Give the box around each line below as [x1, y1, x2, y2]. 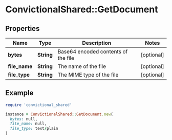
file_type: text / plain [10, 126, 58, 131]
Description [82, 40, 112, 46]
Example [5, 89, 34, 97]
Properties [5, 24, 40, 33]
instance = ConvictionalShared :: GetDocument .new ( [5, 112, 114, 117]
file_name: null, [10, 121, 47, 127]
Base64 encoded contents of [57, 48, 128, 55]
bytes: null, [10, 116, 38, 121]
